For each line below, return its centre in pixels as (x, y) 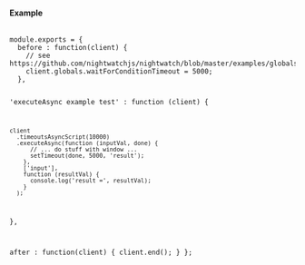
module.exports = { (46, 40)
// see (38, 56)
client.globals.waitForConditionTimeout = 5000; (119, 72)
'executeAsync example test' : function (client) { (109, 103)
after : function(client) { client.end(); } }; (101, 252)
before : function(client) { (73, 48)
